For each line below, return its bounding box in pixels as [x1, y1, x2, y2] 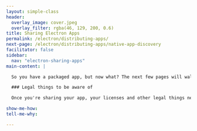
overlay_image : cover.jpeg [11, 19, 77, 25]
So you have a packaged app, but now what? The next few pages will [11, 74, 182, 80]
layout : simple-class [6, 8, 59, 15]
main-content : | [6, 63, 46, 69]
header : [6, 14, 25, 20]
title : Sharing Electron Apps [6, 31, 80, 36]
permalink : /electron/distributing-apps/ [6, 36, 109, 42]
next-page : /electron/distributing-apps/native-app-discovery [6, 42, 161, 48]
